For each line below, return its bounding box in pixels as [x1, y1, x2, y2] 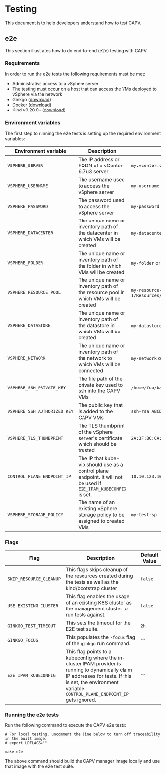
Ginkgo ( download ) [12, 97, 52, 103]
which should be [78, 441, 117, 448]
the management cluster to [65, 605, 128, 612]
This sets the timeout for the [65, 619, 131, 626]
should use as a [86, 461, 123, 468]
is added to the [78, 408, 113, 415]
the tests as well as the [65, 578, 119, 585]
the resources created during [65, 572, 133, 579]
